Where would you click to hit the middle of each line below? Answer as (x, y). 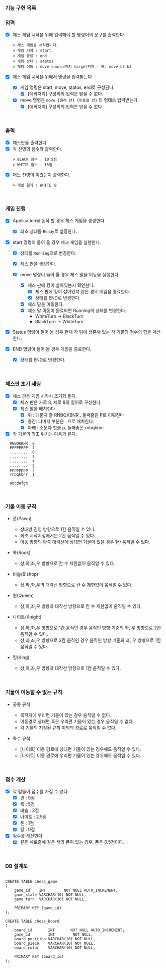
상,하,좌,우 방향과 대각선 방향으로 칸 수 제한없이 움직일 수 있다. (81, 606)
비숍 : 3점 (29, 810)
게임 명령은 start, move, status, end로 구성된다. (67, 87)
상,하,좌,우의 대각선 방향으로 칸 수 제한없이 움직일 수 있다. (76, 585)
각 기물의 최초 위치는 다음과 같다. (45, 434)
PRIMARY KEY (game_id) (38, 908)
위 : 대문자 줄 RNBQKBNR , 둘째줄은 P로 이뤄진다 (76, 415)
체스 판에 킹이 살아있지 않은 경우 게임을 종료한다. (83, 291)
